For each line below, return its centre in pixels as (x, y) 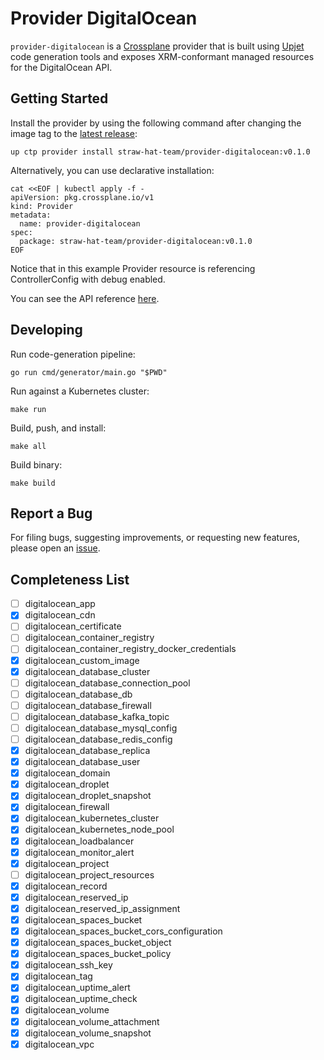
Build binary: (36, 464)
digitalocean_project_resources (89, 874)
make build (33, 483)
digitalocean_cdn (60, 615)
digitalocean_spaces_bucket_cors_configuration (123, 931)
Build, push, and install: (58, 428)
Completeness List (70, 579)
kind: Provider (42, 206)
